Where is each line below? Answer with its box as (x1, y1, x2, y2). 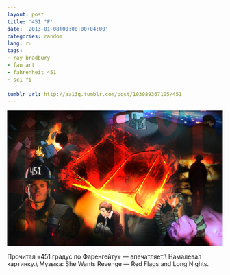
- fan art (7, 62, 36, 69)
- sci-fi (7, 76, 32, 83)
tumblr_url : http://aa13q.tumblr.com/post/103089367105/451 (7, 91, 183, 97)
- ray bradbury (7, 55, 51, 62)
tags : (7, 47, 23, 54)
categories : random (7, 33, 63, 40)
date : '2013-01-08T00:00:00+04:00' (7, 25, 109, 32)
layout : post (7, 11, 44, 18)
